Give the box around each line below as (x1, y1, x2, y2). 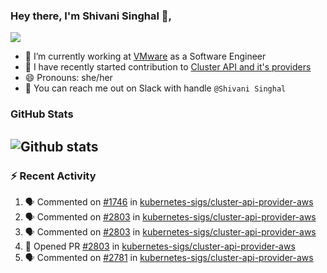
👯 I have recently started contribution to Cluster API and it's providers (24, 61, 312, 73)
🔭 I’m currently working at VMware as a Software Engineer (24, 50, 267, 63)
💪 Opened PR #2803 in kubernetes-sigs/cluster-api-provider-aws (24, 240, 296, 252)
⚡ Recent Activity (10, 169, 97, 183)
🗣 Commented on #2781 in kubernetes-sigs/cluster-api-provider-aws (24, 251, 314, 263)
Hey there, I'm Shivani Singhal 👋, (10, 9, 172, 23)
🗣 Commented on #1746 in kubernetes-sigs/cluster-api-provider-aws (24, 195, 314, 208)
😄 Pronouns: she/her (24, 72, 113, 84)
